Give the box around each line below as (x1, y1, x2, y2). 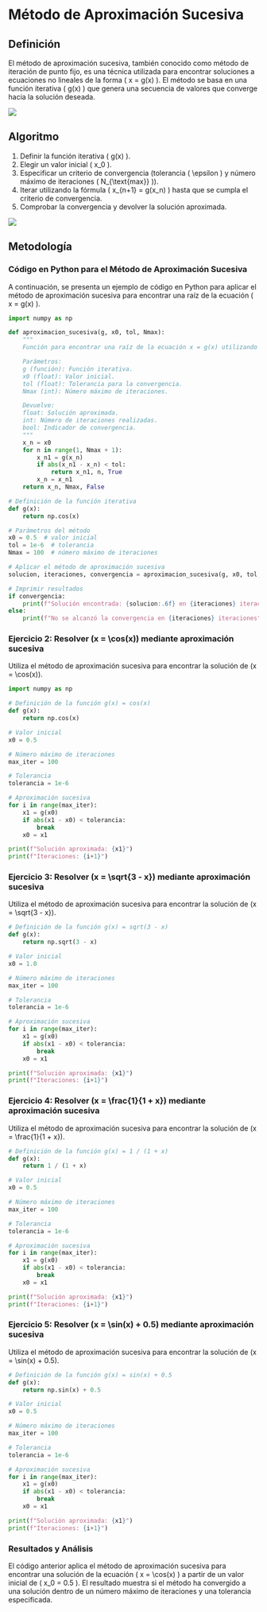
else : (8, 607, 26, 615)
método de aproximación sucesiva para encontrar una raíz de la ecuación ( (8, 290, 254, 300)
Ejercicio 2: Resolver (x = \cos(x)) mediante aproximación (8, 633, 234, 644)
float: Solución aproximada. (22, 409, 119, 417)
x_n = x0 (22, 438, 52, 446)
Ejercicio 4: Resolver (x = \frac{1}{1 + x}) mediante (8, 1096, 207, 1107)
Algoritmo (8, 130, 60, 144)
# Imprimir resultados (8, 585, 83, 593)
